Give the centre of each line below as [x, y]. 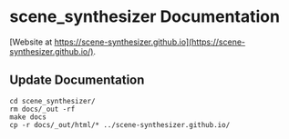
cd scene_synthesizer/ [52, 101]
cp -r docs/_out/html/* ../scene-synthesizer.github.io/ [120, 124]
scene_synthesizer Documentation [145, 17]
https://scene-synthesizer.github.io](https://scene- [150, 42]
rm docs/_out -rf [42, 109]
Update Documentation [77, 80]
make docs [28, 117]
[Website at [31, 42]
